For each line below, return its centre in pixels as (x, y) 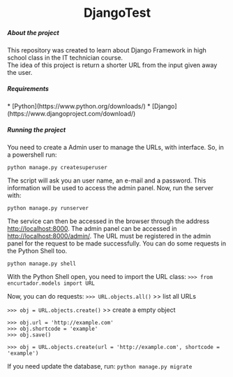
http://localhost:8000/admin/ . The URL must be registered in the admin (109, 236)
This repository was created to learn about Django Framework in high (107, 50)
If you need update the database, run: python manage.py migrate (100, 367)
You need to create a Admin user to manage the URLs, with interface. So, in (116, 148)
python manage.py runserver (48, 208)
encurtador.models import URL (51, 284)
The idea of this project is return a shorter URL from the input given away (112, 65)
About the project (33, 32)
